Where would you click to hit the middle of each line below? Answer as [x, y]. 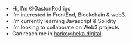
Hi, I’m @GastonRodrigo [41, 9]
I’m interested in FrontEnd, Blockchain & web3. [69, 15]
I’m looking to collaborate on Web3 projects [65, 27]
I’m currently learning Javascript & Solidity [64, 21]
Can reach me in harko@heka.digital [56, 34]
